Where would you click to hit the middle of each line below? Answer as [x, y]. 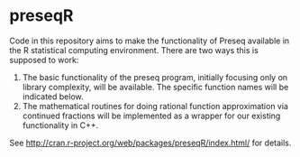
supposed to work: [44, 60]
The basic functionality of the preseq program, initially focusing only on [155, 77]
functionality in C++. [60, 125]
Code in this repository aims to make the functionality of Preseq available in [150, 41]
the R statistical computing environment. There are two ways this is [134, 50]
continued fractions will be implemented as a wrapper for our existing [151, 115]
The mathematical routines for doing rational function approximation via [155, 106]
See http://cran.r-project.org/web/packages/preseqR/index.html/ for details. [150, 143]
